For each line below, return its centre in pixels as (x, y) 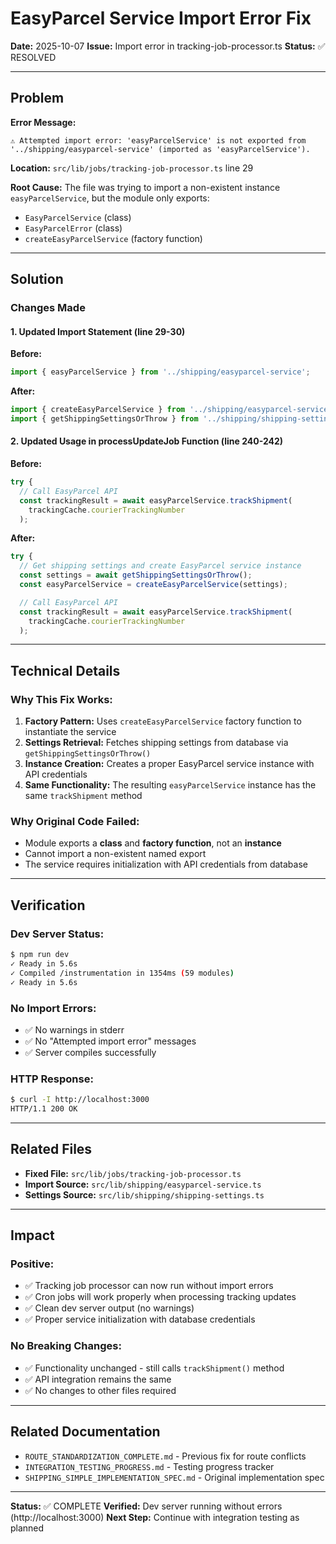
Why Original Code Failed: (75, 822)
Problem (37, 98)
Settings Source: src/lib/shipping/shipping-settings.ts (144, 1194)
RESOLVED (33, 57)
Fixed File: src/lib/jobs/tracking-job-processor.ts (133, 1173)
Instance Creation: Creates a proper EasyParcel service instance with (169, 764)
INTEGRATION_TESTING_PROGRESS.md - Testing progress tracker (149, 1466)
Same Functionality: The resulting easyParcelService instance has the (170, 785)
